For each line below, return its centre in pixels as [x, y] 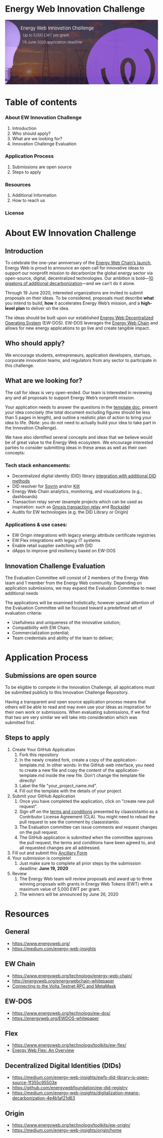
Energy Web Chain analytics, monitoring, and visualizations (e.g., [77, 491]
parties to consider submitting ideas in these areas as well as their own [76, 447]
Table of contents [41, 102]
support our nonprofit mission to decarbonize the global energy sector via [79, 273]
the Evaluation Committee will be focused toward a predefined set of [73, 608]
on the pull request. [39, 832]
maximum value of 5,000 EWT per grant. [60, 889]
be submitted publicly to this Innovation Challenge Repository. [67, 692]
